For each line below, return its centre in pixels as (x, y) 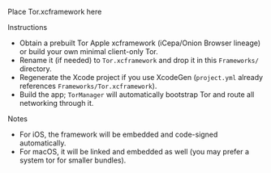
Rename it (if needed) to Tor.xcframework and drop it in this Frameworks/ (139, 60)
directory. (35, 69)
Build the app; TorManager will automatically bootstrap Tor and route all (137, 95)
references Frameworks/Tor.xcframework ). (88, 86)
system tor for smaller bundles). (73, 160)
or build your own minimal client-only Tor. (89, 51)
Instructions (28, 27)
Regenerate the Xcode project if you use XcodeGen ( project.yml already (141, 77)
